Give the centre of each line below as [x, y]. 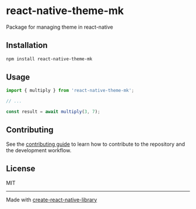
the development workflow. [39, 150]
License [21, 169]
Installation [27, 45]
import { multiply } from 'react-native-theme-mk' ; [70, 91]
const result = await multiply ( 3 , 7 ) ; [53, 112]
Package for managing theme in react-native [60, 27]
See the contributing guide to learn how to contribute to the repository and [96, 144]
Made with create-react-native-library [52, 200]
